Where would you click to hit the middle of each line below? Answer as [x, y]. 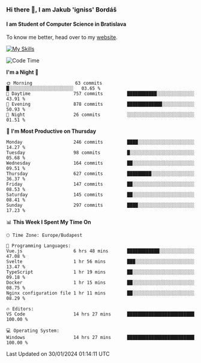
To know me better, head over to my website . [62, 37]
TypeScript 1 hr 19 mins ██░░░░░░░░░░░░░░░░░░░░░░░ [100, 272]
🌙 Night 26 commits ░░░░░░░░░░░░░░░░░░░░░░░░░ [100, 115]
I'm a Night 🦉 [22, 72]
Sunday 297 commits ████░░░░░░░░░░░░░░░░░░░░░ [100, 206]
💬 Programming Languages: [38, 246]
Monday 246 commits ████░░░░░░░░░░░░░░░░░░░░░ [100, 142]
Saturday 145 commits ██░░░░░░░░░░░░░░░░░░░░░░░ [100, 195]
